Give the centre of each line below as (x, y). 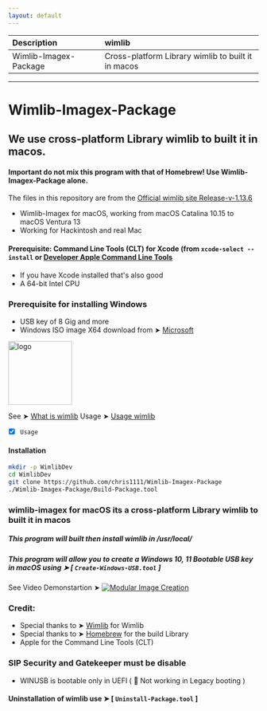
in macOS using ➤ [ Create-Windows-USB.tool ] (85, 568)
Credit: (22, 608)
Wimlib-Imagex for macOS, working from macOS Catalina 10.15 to (127, 214)
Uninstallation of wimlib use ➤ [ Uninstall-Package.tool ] (103, 699)
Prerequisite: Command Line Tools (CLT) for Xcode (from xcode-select (126, 249)
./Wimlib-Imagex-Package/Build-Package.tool (83, 489)
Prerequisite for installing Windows (78, 304)
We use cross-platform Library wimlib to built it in (133, 139)
